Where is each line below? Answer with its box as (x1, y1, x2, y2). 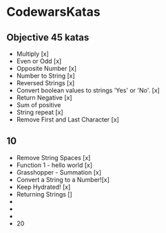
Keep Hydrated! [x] (16, 183, 71, 191)
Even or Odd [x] (16, 57, 62, 65)
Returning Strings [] (16, 190, 73, 198)
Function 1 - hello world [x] (16, 161, 93, 169)
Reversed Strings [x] (16, 79, 75, 87)
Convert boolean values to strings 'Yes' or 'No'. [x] (16, 87, 160, 94)
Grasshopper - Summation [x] (16, 168, 101, 176)
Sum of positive (16, 101, 61, 109)
